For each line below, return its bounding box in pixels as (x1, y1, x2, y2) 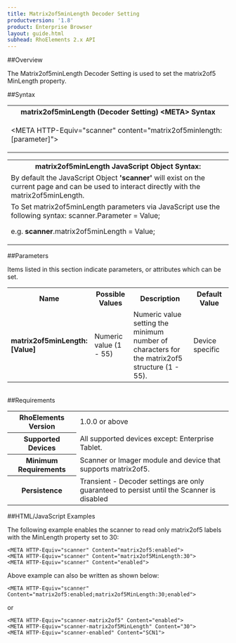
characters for (133, 345, 181, 355)
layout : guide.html (7, 30, 65, 37)
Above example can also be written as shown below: (7, 571, 159, 580)
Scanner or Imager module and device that (79, 455, 221, 465)
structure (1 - (133, 363, 180, 372)
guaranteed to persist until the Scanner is (79, 485, 216, 495)
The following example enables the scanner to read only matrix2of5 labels (7, 525, 222, 534)
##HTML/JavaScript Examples (7, 512, 96, 520)
